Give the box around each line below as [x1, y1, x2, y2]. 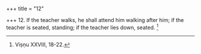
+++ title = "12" [6, 5, 44, 12]
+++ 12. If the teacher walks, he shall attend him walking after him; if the [6, 17, 184, 23]
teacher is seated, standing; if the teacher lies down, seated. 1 [6, 23, 159, 31]
